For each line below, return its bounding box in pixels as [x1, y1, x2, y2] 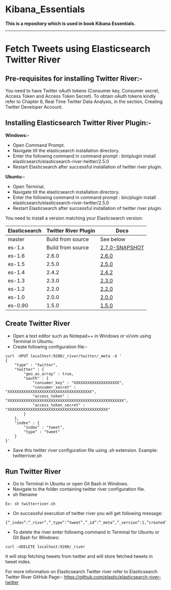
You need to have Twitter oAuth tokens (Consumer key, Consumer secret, [5, 88, 159, 94]
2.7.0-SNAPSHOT [100, 244, 145, 251]
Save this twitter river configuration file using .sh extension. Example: [12, 447, 158, 453]
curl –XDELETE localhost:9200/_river [5, 544, 85, 550]
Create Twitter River [5, 319, 70, 328]
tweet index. [5, 559, 32, 565]
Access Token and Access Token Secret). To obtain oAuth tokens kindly [5, 93, 156, 99]
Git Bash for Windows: [12, 534, 60, 541]
